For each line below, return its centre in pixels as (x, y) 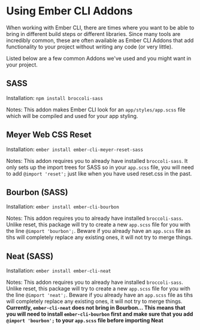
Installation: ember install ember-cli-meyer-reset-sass (75, 149)
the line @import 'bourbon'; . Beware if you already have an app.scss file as (99, 231)
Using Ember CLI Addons (69, 11)
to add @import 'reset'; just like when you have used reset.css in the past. (99, 173)
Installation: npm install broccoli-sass (55, 98)
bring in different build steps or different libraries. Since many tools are (93, 34)
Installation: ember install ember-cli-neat (59, 271)
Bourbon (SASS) (37, 192)
